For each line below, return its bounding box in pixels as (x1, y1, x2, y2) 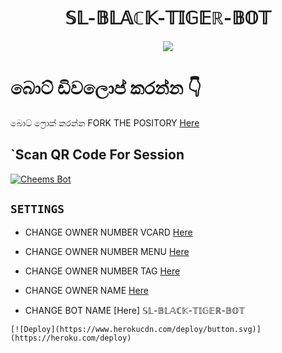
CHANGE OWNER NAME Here (24, 284, 149, 296)
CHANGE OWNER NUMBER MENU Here (24, 245, 190, 257)
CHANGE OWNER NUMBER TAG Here (24, 265, 181, 277)
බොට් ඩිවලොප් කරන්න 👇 (10, 77, 202, 100)
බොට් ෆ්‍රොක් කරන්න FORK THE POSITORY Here (10, 116, 200, 129)
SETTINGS (10, 202, 65, 217)
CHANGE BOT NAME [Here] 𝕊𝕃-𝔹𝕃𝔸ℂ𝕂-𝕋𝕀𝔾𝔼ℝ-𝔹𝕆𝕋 (24, 304, 246, 316)
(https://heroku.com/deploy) (10, 333, 132, 343)
